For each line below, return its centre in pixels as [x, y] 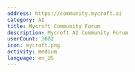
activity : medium [32, 52]
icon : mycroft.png [34, 45]
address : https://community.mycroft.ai [65, 13]
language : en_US [30, 58]
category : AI [26, 20]
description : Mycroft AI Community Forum [68, 33]
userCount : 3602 [30, 39]
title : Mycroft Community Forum [54, 26]
